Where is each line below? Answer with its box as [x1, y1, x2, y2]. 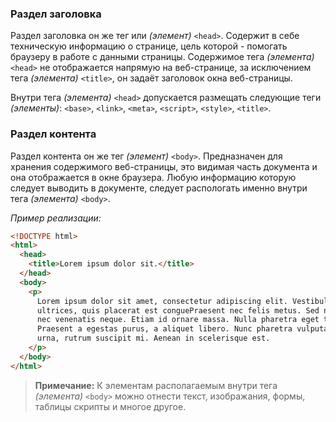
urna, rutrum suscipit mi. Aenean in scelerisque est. [36, 333, 271, 344]
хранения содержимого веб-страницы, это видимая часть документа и [10, 160, 318, 172]
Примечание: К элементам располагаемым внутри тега [34, 379, 278, 391]
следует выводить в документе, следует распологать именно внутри [10, 182, 308, 194]
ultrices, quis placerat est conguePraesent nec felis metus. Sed [36, 305, 320, 316]
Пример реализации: [10, 212, 102, 224]
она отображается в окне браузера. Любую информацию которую [10, 171, 297, 183]
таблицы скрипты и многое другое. [34, 400, 187, 412]
